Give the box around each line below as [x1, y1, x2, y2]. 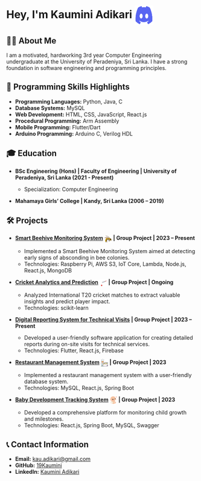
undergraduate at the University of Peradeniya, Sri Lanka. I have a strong [6, 58, 188, 65]
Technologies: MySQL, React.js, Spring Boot [24, 384, 135, 392]
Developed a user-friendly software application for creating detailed [24, 334, 193, 341]
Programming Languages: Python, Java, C [14, 98, 123, 105]
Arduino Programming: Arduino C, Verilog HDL [14, 130, 133, 137]
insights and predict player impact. [24, 297, 110, 305]
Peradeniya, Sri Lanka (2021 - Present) [14, 173, 114, 181]
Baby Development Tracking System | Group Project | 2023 [14, 396, 176, 403]
